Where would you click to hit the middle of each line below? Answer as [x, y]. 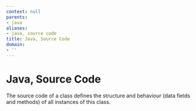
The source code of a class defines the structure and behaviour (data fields [98, 96]
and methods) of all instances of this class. [58, 102]
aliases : [17, 28]
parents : [17, 17]
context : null [24, 12]
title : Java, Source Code [38, 39]
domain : [16, 45]
